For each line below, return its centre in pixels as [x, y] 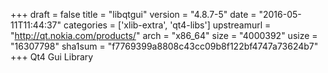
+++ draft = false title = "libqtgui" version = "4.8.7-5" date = [133, 14]
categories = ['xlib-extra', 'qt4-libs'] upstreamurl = [167, 25]
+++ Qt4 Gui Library [52, 57]
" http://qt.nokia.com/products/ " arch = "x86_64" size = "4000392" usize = [164, 35]
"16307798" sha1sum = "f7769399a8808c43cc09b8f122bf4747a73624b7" [164, 46]
